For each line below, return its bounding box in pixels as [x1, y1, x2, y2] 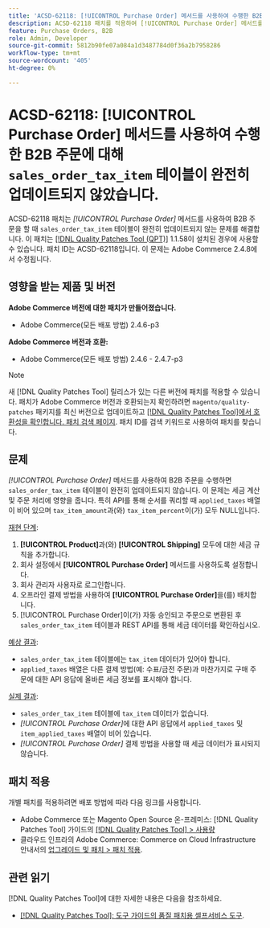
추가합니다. [35, 550, 70, 560]
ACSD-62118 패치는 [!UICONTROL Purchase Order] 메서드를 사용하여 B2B [8, 214, 247, 224]
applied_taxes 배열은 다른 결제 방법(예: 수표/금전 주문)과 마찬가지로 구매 [19, 664, 248, 674]
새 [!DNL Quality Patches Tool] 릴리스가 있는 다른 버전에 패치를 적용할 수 [8, 387, 239, 396]
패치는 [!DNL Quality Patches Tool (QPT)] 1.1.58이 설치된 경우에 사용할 [33, 234, 259, 244]
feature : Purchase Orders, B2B [8, 27, 113, 35]
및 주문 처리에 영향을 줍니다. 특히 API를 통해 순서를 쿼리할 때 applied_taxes [8, 495, 246, 505]
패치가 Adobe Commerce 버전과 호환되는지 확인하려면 [18, 396, 191, 406]
